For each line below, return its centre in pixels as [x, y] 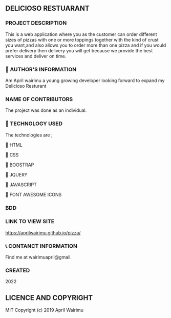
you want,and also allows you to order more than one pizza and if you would [86, 45]
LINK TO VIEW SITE [30, 222]
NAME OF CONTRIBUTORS [39, 99]
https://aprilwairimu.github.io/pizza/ [43, 232]
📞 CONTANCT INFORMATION [41, 246]
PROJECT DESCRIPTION [36, 23]
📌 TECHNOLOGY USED [34, 124]
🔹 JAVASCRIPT [21, 185]
